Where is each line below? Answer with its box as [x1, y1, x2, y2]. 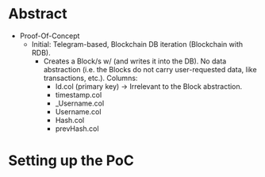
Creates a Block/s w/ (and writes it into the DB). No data [43, 56, 227, 66]
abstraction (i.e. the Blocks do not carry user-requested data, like [43, 64, 257, 74]
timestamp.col [55, 90, 102, 99]
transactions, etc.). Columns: [43, 73, 138, 83]
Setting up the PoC [8, 152, 135, 170]
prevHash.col [55, 124, 99, 133]
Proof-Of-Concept [19, 31, 80, 40]
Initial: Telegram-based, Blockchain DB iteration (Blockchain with [31, 39, 244, 48]
